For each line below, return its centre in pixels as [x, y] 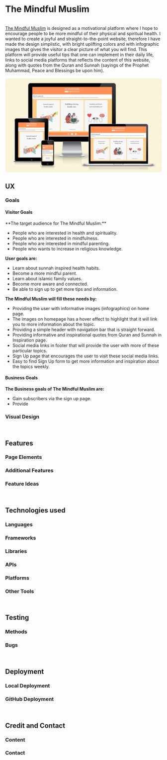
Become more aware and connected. [50, 284]
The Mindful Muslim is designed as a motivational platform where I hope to [82, 28]
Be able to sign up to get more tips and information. [65, 289]
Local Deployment [28, 685]
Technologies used [35, 510]
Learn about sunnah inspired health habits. [56, 268]
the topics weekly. [31, 366]
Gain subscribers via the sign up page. [52, 398]
